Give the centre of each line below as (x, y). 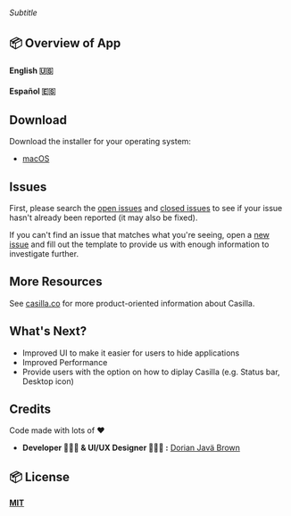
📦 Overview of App (65, 43)
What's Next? (48, 331)
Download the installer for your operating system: (100, 142)
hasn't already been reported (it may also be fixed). (104, 217)
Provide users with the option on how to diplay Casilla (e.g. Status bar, (151, 372)
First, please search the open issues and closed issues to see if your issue (146, 209)
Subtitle (23, 12)
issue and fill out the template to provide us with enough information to (139, 244)
